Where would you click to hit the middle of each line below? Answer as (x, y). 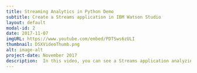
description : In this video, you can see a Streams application (87, 61)
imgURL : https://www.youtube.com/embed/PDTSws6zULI (70, 39)
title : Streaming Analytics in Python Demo (60, 11)
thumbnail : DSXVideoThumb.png (43, 45)
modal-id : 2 (21, 28)
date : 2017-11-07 (27, 34)
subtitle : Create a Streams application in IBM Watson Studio (84, 17)
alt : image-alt (25, 50)
